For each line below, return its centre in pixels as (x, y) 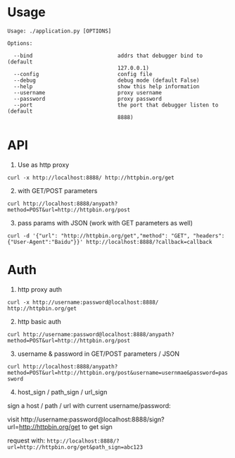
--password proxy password (88, 99)
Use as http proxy (43, 165)
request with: (26, 440)
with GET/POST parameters (57, 190)
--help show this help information (107, 86)
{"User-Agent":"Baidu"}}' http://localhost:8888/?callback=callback (110, 242)
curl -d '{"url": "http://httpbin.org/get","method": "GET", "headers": (116, 236)
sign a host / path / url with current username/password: (89, 405)
